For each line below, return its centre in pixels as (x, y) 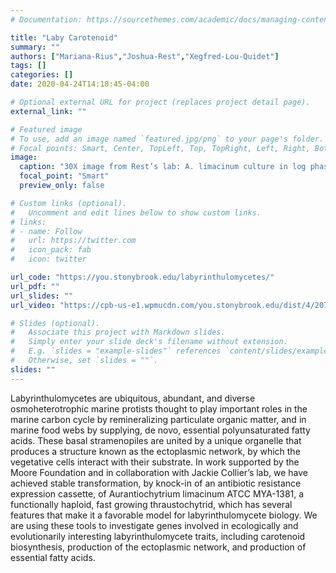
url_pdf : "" (35, 286)
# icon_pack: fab (51, 250)
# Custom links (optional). (69, 203)
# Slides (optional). (55, 323)
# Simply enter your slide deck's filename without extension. (149, 342)
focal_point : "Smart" (64, 176)
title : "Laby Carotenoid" (64, 37)
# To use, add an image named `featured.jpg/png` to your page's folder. (167, 139)
